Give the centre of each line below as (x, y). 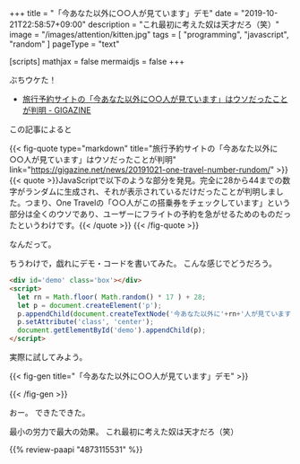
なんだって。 (33, 244)
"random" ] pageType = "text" (64, 44)
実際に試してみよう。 (48, 357)
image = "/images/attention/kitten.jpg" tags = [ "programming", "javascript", (149, 35)
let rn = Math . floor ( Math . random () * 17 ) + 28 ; (111, 297)
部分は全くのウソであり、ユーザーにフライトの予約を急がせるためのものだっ (150, 214)
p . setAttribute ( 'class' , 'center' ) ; (86, 322)
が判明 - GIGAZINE (56, 110)
